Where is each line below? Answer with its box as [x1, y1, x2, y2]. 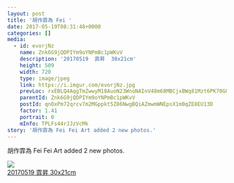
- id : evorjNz [13, 42, 54, 49]
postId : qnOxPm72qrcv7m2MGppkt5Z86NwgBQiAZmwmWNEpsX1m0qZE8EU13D [19, 101, 214, 108]
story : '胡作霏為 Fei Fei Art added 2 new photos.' [7, 127, 157, 134]
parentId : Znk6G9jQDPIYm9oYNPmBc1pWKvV [19, 95, 136, 102]
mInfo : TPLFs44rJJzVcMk [19, 120, 89, 127]
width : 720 [19, 68, 52, 75]
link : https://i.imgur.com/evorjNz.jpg [19, 81, 136, 88]
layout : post [7, 10, 45, 17]
